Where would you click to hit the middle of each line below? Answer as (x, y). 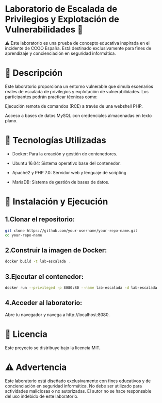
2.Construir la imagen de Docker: (56, 250)
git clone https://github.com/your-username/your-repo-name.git (71, 231)
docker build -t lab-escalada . (38, 261)
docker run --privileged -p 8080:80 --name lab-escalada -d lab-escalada (81, 288)
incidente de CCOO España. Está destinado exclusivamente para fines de (78, 48)
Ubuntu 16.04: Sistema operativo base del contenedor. (66, 163)
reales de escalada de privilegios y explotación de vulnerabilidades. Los (77, 91)
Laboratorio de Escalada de (61, 9)
